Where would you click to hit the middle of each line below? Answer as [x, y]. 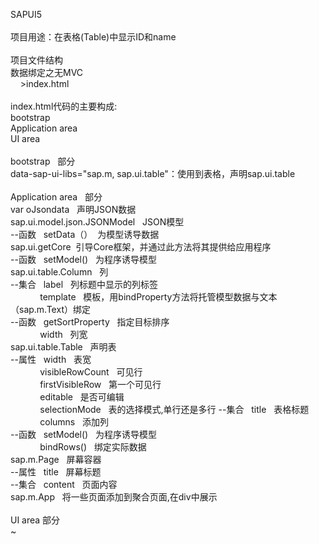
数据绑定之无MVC [47, 72]
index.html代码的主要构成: [64, 106]
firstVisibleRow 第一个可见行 [100, 384]
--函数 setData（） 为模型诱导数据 [85, 234]
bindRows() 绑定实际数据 [93, 447]
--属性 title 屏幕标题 [56, 472]
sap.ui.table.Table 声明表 [63, 347]
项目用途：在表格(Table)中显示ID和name [93, 37]
